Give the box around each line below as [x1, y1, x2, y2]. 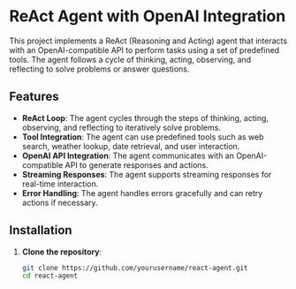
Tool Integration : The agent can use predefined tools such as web [21, 131, 264, 142]
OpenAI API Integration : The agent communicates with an [21, 150, 234, 161]
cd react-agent [21, 271, 79, 280]
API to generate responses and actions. [65, 159, 209, 170]
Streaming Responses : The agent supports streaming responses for [21, 169, 272, 179]
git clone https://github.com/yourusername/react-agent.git [21, 263, 248, 272]
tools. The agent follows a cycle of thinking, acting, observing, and [9, 54, 252, 65]
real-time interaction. [21, 179, 99, 189]
